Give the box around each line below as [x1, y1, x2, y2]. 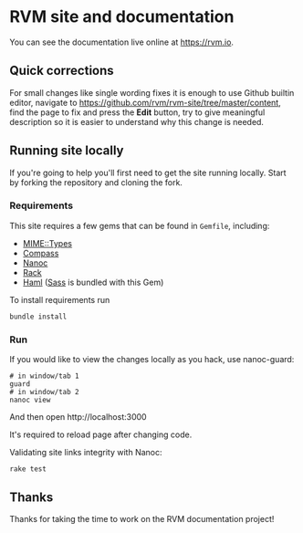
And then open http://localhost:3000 [9, 412, 148, 423]
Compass [22, 247, 59, 258]
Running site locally [9, 143, 125, 159]
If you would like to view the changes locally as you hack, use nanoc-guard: [9, 354, 295, 365]
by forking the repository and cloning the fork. [9, 176, 183, 188]
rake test [9, 465, 47, 474]
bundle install [9, 312, 68, 321]
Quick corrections [9, 63, 114, 78]
